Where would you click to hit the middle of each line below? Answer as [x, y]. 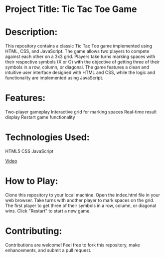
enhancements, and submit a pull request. [48, 250]
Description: [31, 32]
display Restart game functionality [40, 117]
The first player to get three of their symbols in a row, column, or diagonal [81, 205]
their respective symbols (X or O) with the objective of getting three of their [82, 62]
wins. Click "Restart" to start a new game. [48, 210]
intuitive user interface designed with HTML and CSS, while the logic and [80, 72]
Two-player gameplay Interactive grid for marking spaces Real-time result [81, 112]
